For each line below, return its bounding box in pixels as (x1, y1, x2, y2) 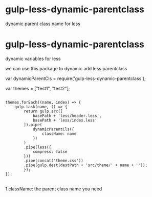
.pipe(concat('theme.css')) (24, 158, 83, 163)
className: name (41, 131, 77, 136)
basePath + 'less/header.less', (32, 113, 102, 119)
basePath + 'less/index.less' (32, 117, 97, 123)
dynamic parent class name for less (5, 21, 80, 27)
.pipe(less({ (24, 145, 52, 150)
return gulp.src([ (24, 109, 63, 114)
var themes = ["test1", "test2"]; (5, 85, 70, 91)
